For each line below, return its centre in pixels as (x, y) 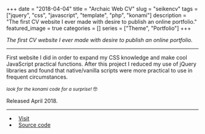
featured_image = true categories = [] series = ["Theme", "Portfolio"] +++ (99, 28)
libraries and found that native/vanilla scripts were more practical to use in (99, 70)
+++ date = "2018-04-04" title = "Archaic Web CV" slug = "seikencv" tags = (102, 9)
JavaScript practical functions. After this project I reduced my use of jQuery (102, 64)
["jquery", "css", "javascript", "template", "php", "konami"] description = (97, 15)
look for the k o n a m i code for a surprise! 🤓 (52, 89)
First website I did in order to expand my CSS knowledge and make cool (97, 58)
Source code (34, 125)
